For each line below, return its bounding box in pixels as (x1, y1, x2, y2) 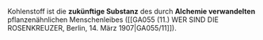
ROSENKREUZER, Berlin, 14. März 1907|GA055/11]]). (7, 24, 177, 32)
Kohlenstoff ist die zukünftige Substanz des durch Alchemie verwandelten (7, 7, 256, 16)
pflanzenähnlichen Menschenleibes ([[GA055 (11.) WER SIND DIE (7, 15, 219, 24)
